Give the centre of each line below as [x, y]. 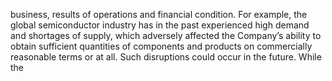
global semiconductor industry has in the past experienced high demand [160, 25]
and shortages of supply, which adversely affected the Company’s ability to [166, 35]
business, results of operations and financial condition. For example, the [159, 14]
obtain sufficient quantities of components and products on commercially [161, 46]
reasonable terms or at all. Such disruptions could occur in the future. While [166, 57]
